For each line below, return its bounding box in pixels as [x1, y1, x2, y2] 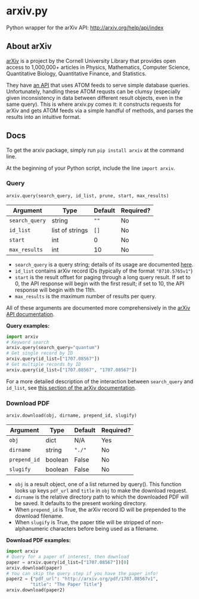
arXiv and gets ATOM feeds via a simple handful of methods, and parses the [6, 106, 194, 114]
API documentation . [6, 310, 55, 317]
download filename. [14, 512, 64, 519]
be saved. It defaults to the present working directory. [14, 500, 147, 507]
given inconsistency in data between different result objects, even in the [6, 94, 183, 101]
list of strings [51, 226, 88, 234]
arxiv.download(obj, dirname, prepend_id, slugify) [6, 412, 137, 419]
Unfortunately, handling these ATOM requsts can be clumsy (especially [6, 88, 181, 95]
